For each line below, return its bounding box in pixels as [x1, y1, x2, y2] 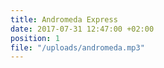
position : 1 [10, 33, 60, 43]
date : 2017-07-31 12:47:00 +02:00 [10, 24, 155, 34]
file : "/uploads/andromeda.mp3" [10, 42, 145, 53]
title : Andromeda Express [10, 14, 118, 25]
